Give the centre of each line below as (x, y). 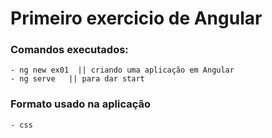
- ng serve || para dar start (77, 79)
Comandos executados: (69, 50)
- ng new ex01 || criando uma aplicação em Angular (122, 70)
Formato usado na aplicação (81, 104)
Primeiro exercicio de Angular (136, 18)
